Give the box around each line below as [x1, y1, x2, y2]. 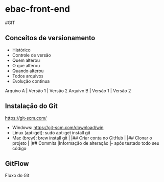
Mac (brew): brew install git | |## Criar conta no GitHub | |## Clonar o [12, 135, 153, 141]
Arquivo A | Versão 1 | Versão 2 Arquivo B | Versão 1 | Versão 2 [5, 87, 131, 94]
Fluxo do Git [5, 173, 29, 179]
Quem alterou [12, 57, 40, 63]
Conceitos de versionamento [5, 34, 95, 42]
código [12, 145, 27, 151]
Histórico [12, 47, 31, 52]
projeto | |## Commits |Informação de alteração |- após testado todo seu [12, 140, 160, 146]
